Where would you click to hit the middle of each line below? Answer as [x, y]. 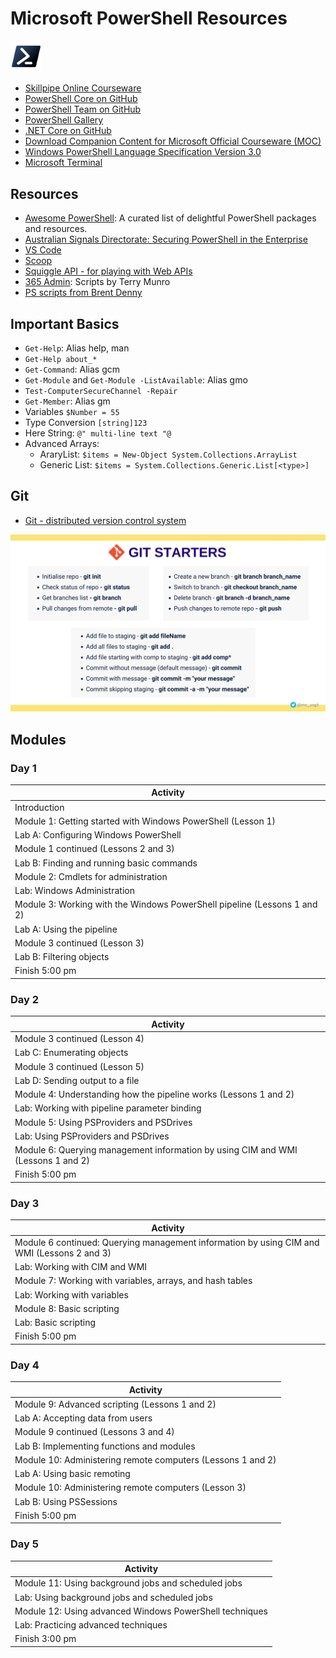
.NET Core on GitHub [68, 131]
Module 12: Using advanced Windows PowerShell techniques [141, 1611]
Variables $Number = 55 [72, 411]
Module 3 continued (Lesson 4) [79, 1038]
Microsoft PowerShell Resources [149, 18]
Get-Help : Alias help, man [77, 348]
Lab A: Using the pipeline [66, 929]
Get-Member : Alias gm [67, 401]
